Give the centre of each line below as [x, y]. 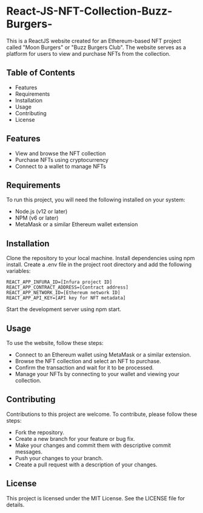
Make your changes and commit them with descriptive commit [93, 445]
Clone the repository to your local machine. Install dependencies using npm [101, 258]
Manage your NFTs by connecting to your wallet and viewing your [97, 374]
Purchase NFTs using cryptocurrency [62, 159]
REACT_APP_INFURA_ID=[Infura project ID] [59, 282]
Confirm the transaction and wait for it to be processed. [85, 367]
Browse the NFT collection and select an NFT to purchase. [88, 361]
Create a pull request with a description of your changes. [86, 464]
